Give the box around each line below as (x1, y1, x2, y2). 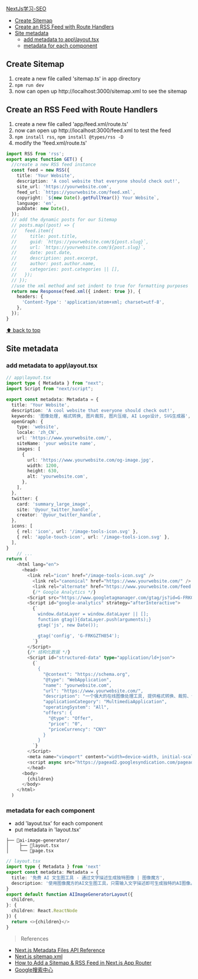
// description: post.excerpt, (11, 255, 99, 262)
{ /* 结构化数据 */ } (27, 649, 71, 655)
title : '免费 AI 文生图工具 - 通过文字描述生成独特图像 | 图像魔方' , (11, 875, 166, 881)
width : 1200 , (27, 462, 60, 469)
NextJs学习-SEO (6, 5, 47, 12)
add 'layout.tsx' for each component (14, 820, 103, 827)
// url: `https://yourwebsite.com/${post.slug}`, (11, 244, 146, 250)
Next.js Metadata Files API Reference (14, 946, 105, 954)
